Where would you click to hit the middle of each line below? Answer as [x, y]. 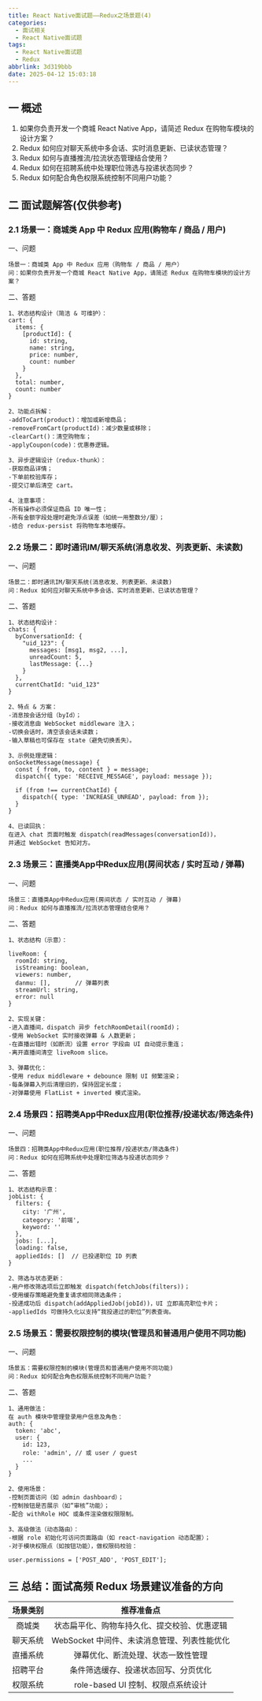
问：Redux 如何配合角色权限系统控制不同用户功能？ [80, 1377]
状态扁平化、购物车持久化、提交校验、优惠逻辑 [141, 1626]
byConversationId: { [49, 637]
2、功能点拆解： [31, 412]
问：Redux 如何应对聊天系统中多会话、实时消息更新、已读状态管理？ [103, 591]
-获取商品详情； [31, 469]
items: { [30, 327]
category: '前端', [51, 1221]
